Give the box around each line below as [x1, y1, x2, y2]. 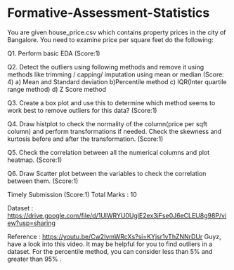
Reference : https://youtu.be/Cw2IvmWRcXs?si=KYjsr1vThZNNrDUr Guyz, [7, 232, 221, 241]
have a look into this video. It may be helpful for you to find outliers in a [7, 240, 213, 248]
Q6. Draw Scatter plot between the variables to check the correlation [7, 169, 207, 177]
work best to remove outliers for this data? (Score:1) [7, 106, 157, 114]
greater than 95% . [7, 255, 62, 263]
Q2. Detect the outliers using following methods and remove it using [7, 62, 204, 71]
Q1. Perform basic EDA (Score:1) [7, 49, 100, 58]
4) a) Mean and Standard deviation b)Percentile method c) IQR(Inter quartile [7, 77, 227, 86]
